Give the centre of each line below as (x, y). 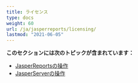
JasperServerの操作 (40, 73)
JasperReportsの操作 (42, 66)
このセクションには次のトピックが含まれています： (70, 53)
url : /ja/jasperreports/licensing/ (51, 29)
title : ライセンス (27, 12)
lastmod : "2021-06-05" (35, 35)
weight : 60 (20, 23)
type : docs (20, 18)
